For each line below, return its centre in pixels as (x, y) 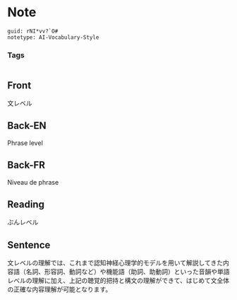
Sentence (29, 245)
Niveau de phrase (33, 182)
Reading (26, 205)
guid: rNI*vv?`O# (33, 31)
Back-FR (26, 165)
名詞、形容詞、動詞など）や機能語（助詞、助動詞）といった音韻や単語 (128, 272)
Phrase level (25, 143)
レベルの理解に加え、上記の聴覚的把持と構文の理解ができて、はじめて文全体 (119, 281)
